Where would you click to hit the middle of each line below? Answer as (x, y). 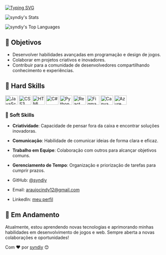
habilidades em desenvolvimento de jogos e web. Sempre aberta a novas (80, 232)
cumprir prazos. (28, 170)
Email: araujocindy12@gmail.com (46, 189)
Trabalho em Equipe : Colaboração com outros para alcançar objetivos (84, 150)
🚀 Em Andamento (32, 215)
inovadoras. (24, 131)
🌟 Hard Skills (25, 86)
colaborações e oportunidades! (37, 237)
